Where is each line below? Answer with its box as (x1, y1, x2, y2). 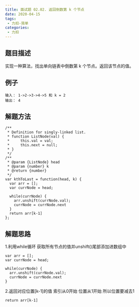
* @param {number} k (7, 164, 49, 169)
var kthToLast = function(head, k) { (5, 177, 82, 182)
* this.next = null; (7, 143, 58, 148)
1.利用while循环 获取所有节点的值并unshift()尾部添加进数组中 (5, 244, 127, 249)
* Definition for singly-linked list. (7, 130, 86, 135)
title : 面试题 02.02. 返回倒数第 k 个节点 (5, 7, 84, 12)
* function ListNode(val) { (7, 134, 64, 139)
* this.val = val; (7, 139, 54, 143)
